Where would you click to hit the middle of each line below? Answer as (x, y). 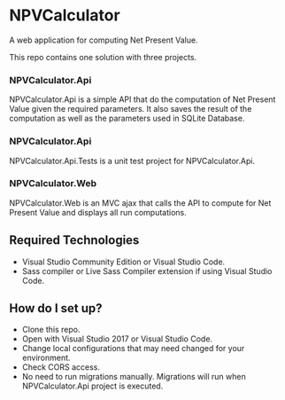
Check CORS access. (61, 367)
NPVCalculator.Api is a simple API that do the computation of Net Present (142, 99)
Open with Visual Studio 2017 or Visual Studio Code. (117, 339)
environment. (46, 358)
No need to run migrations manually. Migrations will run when (134, 377)
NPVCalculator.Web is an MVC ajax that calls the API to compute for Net (140, 203)
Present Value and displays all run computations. (98, 212)
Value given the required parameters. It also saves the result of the (131, 109)
